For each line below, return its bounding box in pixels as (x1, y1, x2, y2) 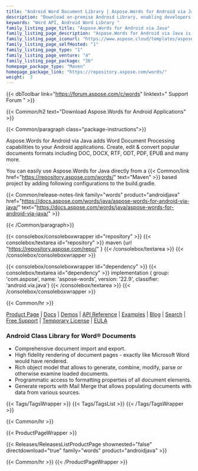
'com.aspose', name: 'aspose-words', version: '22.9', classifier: (6, 276, 159, 283)
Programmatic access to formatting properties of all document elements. (14, 376, 192, 383)
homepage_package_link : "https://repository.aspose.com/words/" (6, 69, 167, 75)
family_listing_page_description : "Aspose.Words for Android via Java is (6, 31, 192, 37)
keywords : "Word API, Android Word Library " (6, 19, 120, 25)
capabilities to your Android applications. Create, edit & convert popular (6, 144, 180, 151)
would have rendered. (14, 357, 68, 365)
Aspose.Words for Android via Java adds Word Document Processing (6, 137, 175, 144)
